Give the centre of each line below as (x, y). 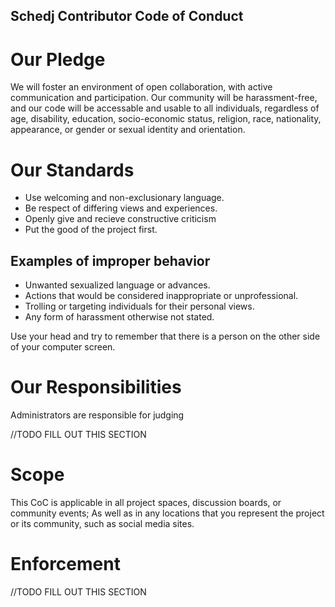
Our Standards (72, 170)
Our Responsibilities (96, 387)
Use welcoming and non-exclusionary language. (124, 198)
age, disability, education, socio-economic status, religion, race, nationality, (166, 119)
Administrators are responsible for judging (97, 415)
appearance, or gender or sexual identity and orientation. (128, 130)
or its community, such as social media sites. (102, 523)
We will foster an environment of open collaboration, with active (141, 87)
